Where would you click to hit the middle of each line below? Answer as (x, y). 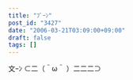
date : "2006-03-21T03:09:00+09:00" (67, 30)
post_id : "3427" (35, 23)
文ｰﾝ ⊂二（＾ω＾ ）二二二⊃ (55, 69)
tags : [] (23, 45)
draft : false (30, 38)
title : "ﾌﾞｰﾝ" (30, 15)
